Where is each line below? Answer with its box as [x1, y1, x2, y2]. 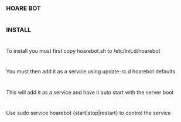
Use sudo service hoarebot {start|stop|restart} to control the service [6, 109, 171, 116]
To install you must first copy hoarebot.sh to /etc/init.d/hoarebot [6, 48, 160, 55]
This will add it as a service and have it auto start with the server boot [6, 89, 174, 96]
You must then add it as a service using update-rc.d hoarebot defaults [6, 68, 176, 75]
